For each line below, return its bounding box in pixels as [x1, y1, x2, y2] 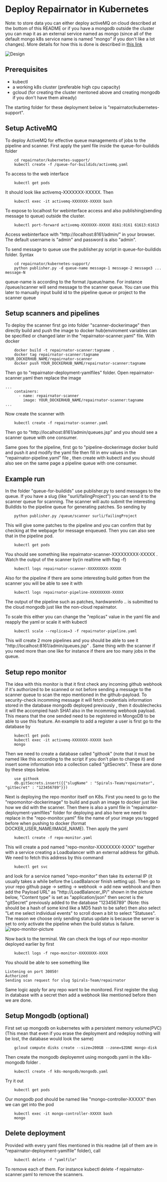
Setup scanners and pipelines [5, 309, 100, 318]
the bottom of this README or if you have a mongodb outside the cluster [5, 25, 155, 31]
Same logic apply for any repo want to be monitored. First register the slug [5, 987, 158, 992]
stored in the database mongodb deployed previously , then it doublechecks [5, 703, 162, 708]
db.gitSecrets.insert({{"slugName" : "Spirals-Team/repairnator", [14, 781, 155, 786]
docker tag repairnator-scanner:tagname [14, 352, 99, 358]
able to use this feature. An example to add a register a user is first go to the [5, 718, 162, 724]
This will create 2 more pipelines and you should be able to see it [5, 638, 139, 644]
